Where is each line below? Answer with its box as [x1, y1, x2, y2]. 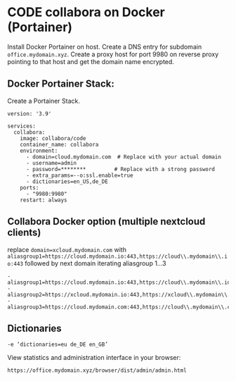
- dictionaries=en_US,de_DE [25, 177, 109, 185]
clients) [7, 227, 41, 239]
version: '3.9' [7, 110, 52, 117]
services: [7, 123, 37, 130]
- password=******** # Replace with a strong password [25, 165, 216, 173]
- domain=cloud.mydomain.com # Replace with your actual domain [25, 153, 221, 161]
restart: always [20, 196, 68, 204]
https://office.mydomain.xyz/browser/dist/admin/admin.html [7, 367, 188, 374]
